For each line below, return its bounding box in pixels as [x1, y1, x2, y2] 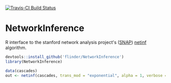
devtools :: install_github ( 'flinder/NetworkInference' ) [5, 54, 124, 59]
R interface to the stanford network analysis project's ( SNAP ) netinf [5, 39, 147, 45]
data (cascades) [5, 68, 38, 73]
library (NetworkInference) [5, 59, 63, 64]
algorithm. [5, 45, 27, 51]
